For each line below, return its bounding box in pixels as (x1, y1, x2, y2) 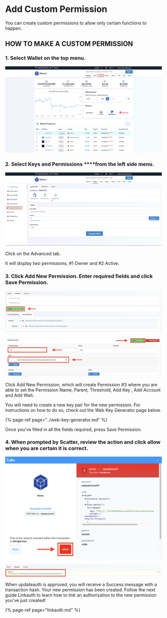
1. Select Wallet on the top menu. (5, 55, 86, 62)
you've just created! (5, 597, 46, 603)
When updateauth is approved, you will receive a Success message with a (5, 581, 157, 587)
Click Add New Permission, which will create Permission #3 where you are (5, 381, 158, 387)
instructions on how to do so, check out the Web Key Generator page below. (5, 407, 162, 413)
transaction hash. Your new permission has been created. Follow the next (5, 587, 156, 593)
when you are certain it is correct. (5, 445, 88, 452)
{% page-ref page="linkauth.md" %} (5, 607, 81, 613)
